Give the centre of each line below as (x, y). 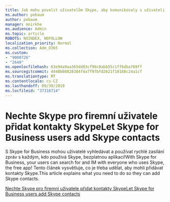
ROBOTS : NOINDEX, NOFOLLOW (34, 39)
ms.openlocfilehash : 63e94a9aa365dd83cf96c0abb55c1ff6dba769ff (74, 67)
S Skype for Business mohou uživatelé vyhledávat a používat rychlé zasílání (85, 151)
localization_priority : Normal (38, 43)
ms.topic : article (25, 34)
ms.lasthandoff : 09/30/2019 (35, 86)
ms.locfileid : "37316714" (33, 91)
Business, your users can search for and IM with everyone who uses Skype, (85, 162)
